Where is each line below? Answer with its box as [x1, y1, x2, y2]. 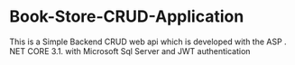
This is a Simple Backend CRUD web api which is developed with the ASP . [9, 36, 287, 47]
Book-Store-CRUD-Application [9, 6, 244, 27]
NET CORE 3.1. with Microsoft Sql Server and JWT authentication [9, 45, 251, 56]
